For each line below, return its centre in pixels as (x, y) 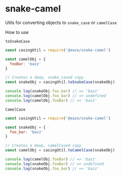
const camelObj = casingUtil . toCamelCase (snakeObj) (60, 150)
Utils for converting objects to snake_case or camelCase (61, 22)
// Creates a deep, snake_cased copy (44, 77)
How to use (17, 32)
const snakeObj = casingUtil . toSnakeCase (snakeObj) (60, 82)
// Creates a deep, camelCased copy (43, 145)
